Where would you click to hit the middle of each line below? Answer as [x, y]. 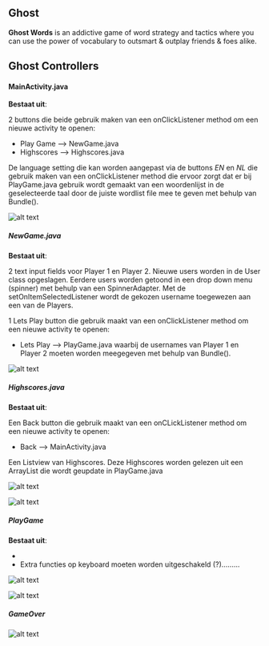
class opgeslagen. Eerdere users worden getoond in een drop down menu [130, 280]
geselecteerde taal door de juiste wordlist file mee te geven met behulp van [132, 193]
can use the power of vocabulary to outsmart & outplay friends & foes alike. [133, 41]
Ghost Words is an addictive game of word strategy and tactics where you [131, 32]
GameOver [27, 614]
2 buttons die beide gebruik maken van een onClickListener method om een [133, 120]
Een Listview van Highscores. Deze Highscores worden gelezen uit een [126, 463]
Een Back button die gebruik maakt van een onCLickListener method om [128, 423]
